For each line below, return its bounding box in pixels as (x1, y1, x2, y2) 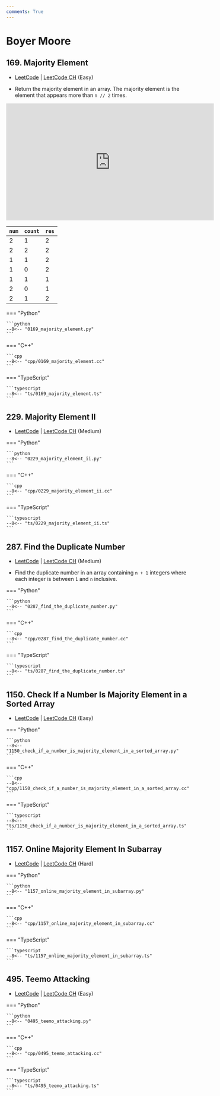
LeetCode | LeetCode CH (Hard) (14, 860, 94, 867)
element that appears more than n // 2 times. (14, 91, 127, 99)
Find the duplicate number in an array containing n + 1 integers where (14, 569, 187, 576)
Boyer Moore (6, 34, 71, 48)
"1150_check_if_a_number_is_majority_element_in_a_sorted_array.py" (6, 748, 179, 754)
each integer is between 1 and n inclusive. (14, 576, 117, 583)
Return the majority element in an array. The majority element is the (14, 85, 180, 92)
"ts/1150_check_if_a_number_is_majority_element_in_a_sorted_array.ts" (6, 823, 187, 829)
